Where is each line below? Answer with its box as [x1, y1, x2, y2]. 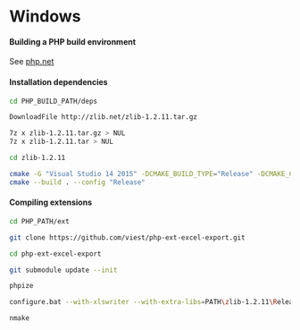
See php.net [9, 56, 54, 67]
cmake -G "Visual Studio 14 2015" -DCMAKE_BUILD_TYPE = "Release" [9, 169, 254, 178]
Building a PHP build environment [9, 36, 137, 47]
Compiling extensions [9, 197, 93, 207]
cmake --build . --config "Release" [9, 177, 146, 187]
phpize [9, 282, 34, 291]
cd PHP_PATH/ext [9, 216, 70, 225]
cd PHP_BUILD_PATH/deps [9, 97, 98, 106]
